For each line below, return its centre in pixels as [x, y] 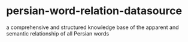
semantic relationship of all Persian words [58, 33]
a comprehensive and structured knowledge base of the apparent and [93, 27]
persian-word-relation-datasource [94, 11]
